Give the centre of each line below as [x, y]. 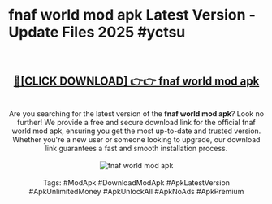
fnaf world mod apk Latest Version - [132, 15]
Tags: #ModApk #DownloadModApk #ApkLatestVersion [136, 182]
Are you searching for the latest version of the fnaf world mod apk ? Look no [136, 113]
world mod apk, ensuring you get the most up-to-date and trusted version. [136, 131]
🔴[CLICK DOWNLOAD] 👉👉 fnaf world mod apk [136, 82]
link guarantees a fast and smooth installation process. [136, 148]
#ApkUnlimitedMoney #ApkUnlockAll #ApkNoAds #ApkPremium [136, 191]
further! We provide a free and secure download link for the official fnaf [136, 122]
